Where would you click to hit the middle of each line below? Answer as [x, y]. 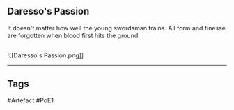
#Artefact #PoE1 [31, 100]
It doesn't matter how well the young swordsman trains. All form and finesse [117, 28]
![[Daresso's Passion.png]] [46, 55]
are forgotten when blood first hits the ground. [74, 35]
